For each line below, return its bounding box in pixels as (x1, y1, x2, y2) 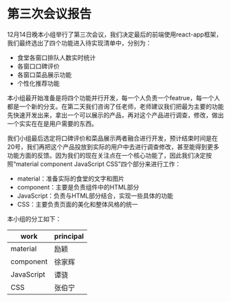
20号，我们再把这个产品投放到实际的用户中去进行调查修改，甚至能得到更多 (7, 142, 220, 151)
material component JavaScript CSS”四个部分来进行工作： (16, 159, 181, 168)
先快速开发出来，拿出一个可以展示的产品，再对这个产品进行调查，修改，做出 (7, 111, 224, 119)
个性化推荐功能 (16, 79, 60, 87)
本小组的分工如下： (7, 214, 62, 223)
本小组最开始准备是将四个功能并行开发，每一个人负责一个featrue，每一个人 (7, 93, 221, 102)
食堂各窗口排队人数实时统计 (16, 53, 96, 62)
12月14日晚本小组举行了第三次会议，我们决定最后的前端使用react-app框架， (7, 30, 222, 38)
